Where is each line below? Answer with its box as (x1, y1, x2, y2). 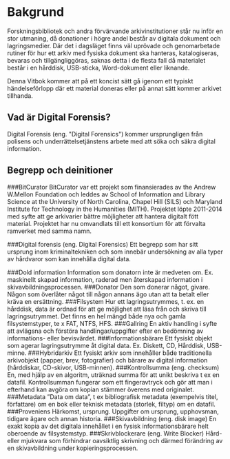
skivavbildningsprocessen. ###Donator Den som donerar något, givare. (7, 283, 211, 291)
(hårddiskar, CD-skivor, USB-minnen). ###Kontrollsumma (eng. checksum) (7, 363, 220, 371)
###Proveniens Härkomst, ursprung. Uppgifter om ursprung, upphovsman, (7, 407, 219, 416)
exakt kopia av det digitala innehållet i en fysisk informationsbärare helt (7, 422, 209, 430)
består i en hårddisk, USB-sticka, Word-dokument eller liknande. (7, 63, 190, 72)
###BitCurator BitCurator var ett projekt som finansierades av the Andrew (7, 183, 216, 191)
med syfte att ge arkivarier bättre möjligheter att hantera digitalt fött (7, 212, 199, 221)
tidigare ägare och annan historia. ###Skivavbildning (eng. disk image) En (7, 414, 217, 422)
